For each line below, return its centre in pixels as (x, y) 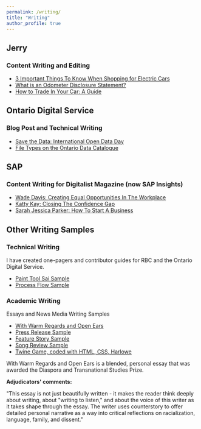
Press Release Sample (43, 332)
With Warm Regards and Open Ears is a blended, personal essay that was (98, 364)
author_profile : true (34, 23)
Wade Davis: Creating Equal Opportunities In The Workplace (90, 197)
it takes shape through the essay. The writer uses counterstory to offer (95, 406)
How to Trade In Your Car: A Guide (58, 91)
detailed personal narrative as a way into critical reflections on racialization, (101, 413)
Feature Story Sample (42, 339)
